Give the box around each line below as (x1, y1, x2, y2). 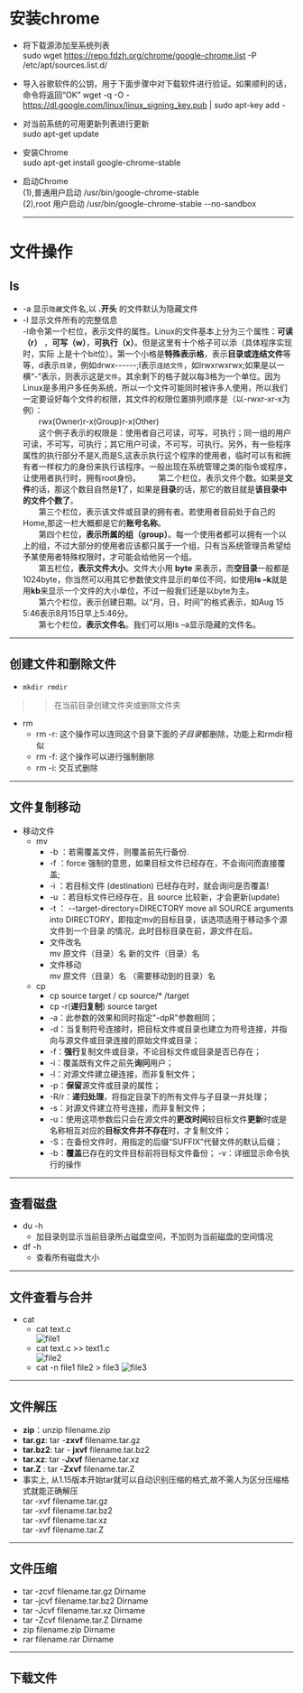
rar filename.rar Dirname (22, 1633, 115, 1644)
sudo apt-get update (22, 128, 99, 139)
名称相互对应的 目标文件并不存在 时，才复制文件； (49, 1124, 232, 1135)
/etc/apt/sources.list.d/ (22, 60, 108, 70)
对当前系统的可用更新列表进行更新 (22, 118, 150, 129)
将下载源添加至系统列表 (22, 40, 110, 51)
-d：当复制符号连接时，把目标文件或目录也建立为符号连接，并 (49, 1023, 280, 1034)
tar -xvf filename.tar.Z (22, 1524, 104, 1535)
